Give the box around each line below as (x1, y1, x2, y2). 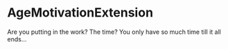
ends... (7, 35, 27, 43)
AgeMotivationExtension (7, 5, 154, 21)
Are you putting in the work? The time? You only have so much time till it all (7, 28, 222, 36)
